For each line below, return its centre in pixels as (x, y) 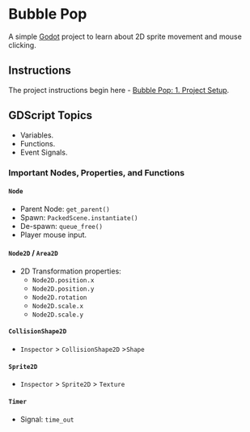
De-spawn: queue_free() (61, 226)
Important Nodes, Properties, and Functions (96, 173)
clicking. (22, 44)
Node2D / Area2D (33, 253)
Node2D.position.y (63, 289)
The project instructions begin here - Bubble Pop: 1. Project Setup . (119, 90)
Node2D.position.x (63, 280)
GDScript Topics (51, 115)
